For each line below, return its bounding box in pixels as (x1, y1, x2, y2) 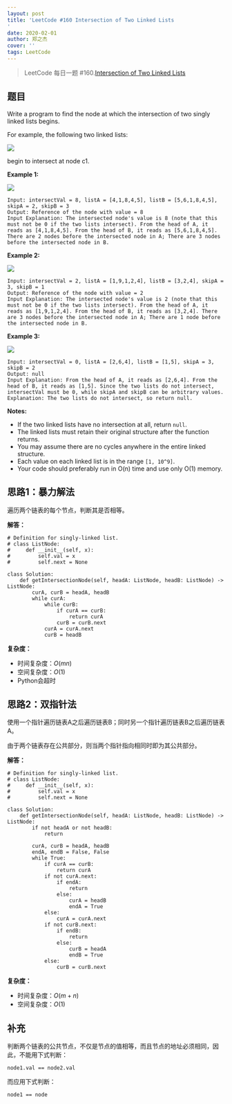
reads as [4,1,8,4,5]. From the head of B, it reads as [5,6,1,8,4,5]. (7, 226, 217, 234)
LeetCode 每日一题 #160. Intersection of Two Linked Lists (23, 69, 186, 77)
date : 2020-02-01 (7, 29, 57, 37)
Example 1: (7, 170, 39, 179)
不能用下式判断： (19, 1051, 68, 1059)
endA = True (68, 903, 104, 910)
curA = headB (68, 897, 107, 904)
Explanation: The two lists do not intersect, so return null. (7, 395, 193, 401)
